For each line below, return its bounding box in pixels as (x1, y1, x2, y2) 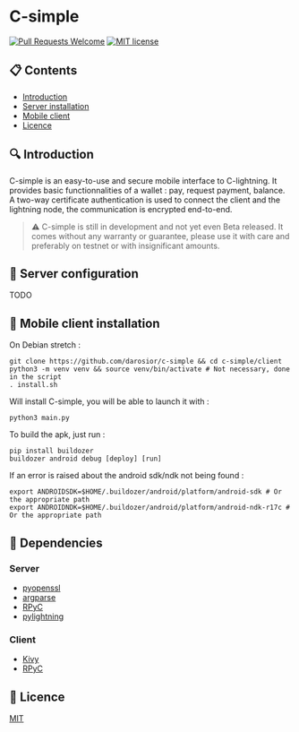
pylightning (21, 611, 64, 622)
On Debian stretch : (9, 340, 81, 350)
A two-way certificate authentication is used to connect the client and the (9, 194, 280, 205)
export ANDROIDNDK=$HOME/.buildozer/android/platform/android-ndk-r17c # (9, 504, 291, 512)
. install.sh (9, 381, 58, 390)
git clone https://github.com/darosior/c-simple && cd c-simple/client (9, 357, 282, 366)
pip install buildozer (9, 446, 94, 456)
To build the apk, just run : (9, 429, 106, 440)
